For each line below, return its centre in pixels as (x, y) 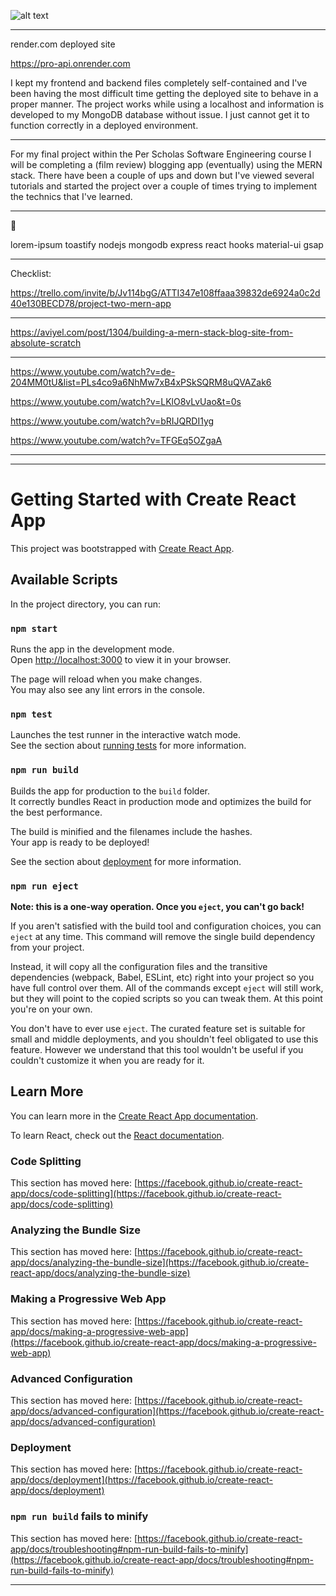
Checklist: (31, 273)
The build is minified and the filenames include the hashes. (131, 831)
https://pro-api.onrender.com (70, 63)
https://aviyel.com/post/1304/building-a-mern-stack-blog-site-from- (152, 332)
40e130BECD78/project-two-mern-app (91, 303)
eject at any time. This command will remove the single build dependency (163, 936)
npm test (31, 714)
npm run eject (44, 886)
